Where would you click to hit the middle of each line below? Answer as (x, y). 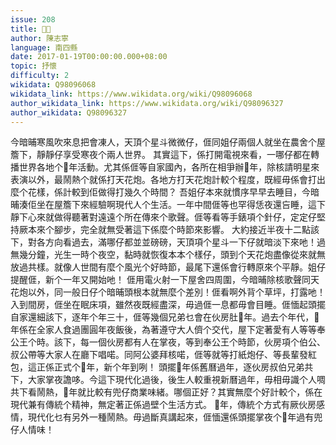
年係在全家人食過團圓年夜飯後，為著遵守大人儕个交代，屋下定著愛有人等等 (163, 330)
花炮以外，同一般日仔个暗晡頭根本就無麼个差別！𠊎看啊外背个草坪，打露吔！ (168, 292)
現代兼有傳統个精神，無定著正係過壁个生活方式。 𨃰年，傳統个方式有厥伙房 (163, 405)
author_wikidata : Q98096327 (69, 112)
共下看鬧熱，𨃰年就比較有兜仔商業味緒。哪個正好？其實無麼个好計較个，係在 (166, 392)
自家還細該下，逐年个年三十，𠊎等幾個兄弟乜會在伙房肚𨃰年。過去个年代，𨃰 (165, 317)
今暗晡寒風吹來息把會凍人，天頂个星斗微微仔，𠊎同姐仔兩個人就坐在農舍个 (163, 142)
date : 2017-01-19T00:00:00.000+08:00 (89, 57)
